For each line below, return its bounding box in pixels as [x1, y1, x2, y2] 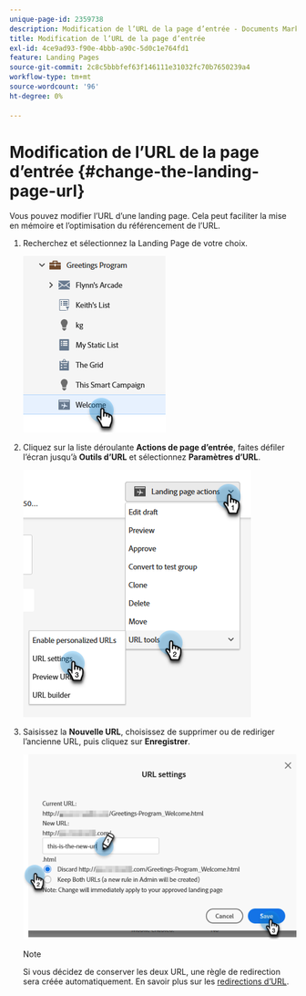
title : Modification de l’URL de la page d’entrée [9, 34, 206, 43]
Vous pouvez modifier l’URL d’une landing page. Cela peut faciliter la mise [9, 211, 287, 222]
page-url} [9, 181, 86, 201]
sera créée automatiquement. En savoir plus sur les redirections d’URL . [22, 976, 290, 987]
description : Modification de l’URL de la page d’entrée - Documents [9, 24, 280, 34]
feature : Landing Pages [9, 53, 100, 63]
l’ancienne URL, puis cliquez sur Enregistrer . [22, 736, 191, 747]
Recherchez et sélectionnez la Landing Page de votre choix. [22, 238, 249, 249]
